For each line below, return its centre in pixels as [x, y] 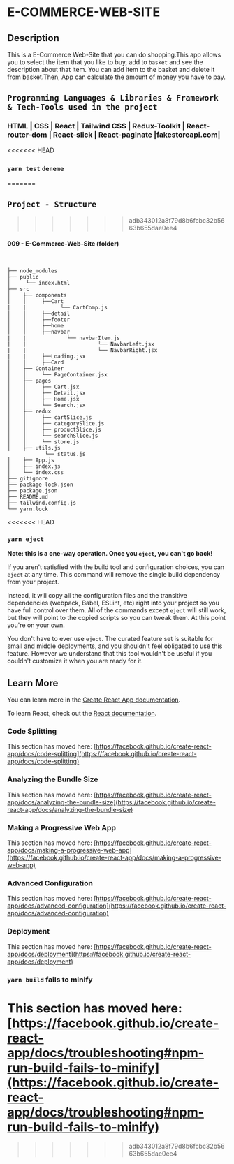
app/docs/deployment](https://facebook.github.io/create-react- [99, 954]
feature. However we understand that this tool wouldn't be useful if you [110, 654]
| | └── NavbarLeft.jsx [81, 344]
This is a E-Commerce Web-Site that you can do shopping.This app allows [114, 54]
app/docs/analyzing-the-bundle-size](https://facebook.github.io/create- [112, 802]
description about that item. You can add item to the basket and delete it [111, 69]
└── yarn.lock [28, 509]
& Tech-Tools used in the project [82, 107]
